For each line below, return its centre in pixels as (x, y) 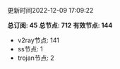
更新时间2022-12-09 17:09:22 (50, 10)
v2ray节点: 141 (38, 40)
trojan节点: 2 (36, 58)
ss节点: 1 (30, 49)
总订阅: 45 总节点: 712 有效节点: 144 (60, 25)
